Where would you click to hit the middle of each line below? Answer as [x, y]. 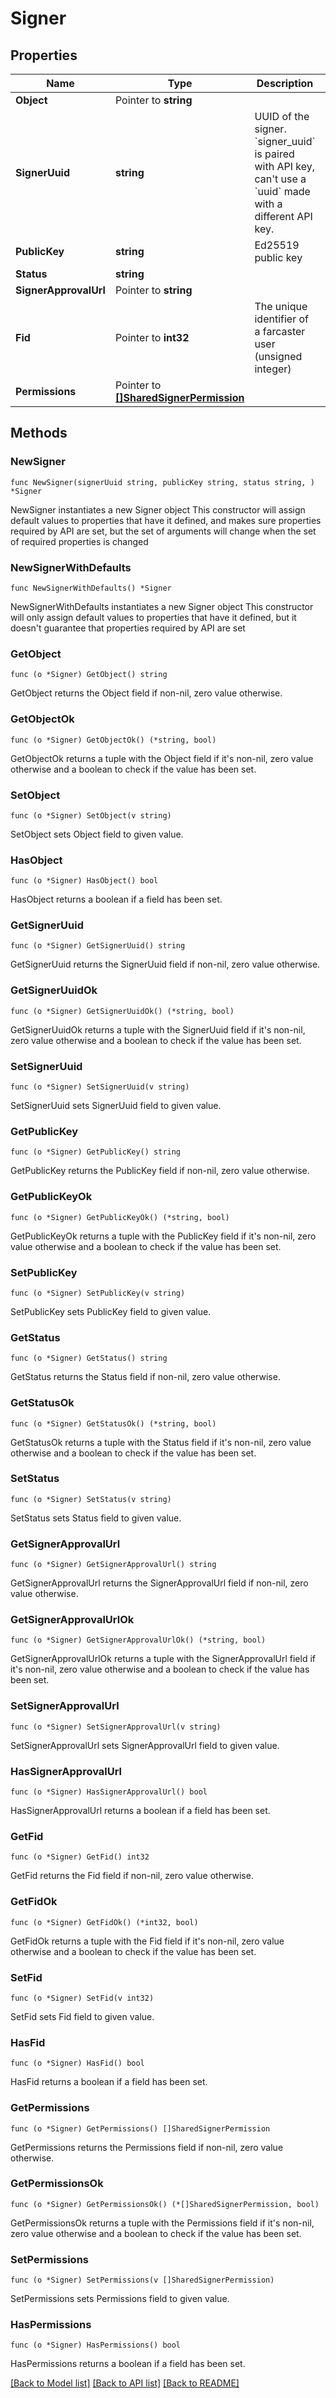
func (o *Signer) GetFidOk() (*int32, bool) [104, 1922]
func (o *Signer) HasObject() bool [84, 881]
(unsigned [278, 356]
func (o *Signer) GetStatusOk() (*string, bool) [113, 1423]
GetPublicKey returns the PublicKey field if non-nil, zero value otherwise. [160, 1171]
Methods [39, 433]
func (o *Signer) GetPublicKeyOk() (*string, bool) [120, 1217]
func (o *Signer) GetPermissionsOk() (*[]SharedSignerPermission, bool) [165, 2204]
